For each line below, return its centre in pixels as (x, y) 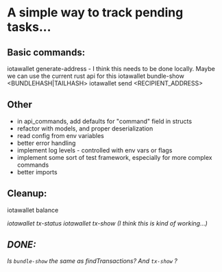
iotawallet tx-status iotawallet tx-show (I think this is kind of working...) (107, 223)
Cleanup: (27, 194)
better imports (37, 172)
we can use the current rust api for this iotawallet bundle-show (96, 76)
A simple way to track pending (95, 13)
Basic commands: (46, 52)
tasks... (29, 27)
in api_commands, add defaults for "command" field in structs (104, 121)
